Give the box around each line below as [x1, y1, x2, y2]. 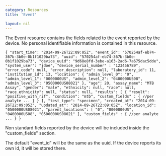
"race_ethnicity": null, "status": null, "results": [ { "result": [5, 90, 150, 95]
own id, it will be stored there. [5, 145, 67, 151]
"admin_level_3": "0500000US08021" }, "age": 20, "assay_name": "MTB [5, 81, 154, 86]
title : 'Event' [5, 12, 37, 17]
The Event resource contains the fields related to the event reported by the [5, 35, 160, 41]
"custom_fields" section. [5, 130, 56, 136]
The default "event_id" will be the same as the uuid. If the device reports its [5, 140, 161, 146]
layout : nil [5, 21, 30, 26]
